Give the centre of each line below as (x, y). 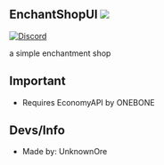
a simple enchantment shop (60, 53)
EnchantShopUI (53, 15)
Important (37, 81)
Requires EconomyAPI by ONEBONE (88, 102)
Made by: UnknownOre (65, 152)
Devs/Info (37, 131)
